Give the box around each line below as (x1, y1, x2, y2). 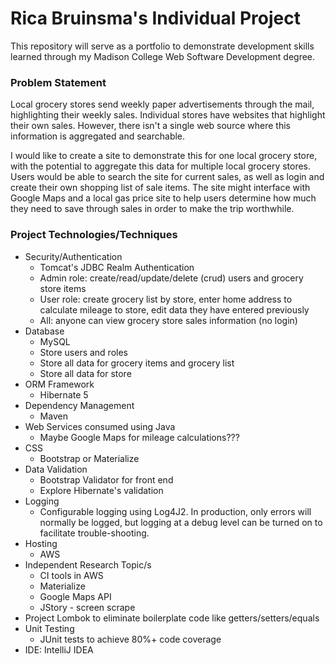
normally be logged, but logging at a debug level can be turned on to (39, 516, 323, 528)
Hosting (24, 537, 58, 549)
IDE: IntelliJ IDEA (24, 643, 94, 656)
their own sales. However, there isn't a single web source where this (10, 120, 291, 132)
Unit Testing (24, 622, 75, 634)
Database (24, 325, 65, 337)
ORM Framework (24, 378, 95, 390)
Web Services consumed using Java (24, 420, 176, 432)
